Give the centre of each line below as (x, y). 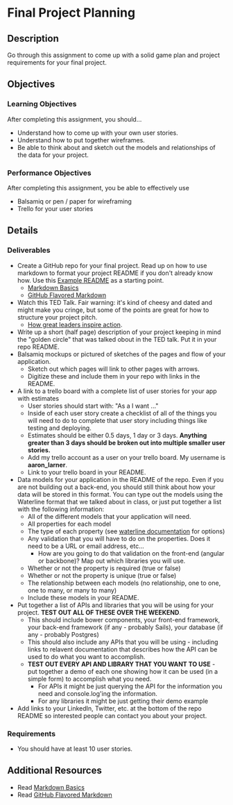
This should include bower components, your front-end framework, (124, 620)
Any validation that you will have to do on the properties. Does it (119, 538)
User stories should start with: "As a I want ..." (93, 406)
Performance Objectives (49, 173)
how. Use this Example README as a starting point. (90, 280)
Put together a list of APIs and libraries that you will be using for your (115, 605)
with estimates (38, 398)
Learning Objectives (42, 104)
